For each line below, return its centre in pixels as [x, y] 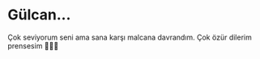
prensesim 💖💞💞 [33, 45]
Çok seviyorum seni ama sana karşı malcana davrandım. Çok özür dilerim [130, 37]
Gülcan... [39, 15]
